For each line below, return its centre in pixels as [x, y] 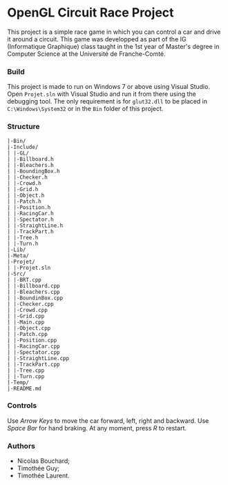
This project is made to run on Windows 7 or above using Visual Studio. [109, 87]
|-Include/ [23, 147]
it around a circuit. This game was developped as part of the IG [97, 39]
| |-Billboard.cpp [34, 286]
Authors [21, 446]
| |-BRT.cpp [24, 280]
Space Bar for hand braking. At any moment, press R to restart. [97, 428]
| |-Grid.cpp [26, 316]
